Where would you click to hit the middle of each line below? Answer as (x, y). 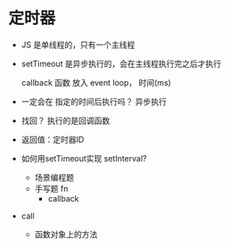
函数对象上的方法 (66, 234)
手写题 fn (51, 188)
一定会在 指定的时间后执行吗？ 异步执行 (94, 101)
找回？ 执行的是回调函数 (66, 120)
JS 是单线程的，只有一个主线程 (78, 45)
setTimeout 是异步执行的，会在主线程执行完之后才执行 (121, 63)
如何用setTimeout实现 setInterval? (84, 158)
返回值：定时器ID (53, 139)
